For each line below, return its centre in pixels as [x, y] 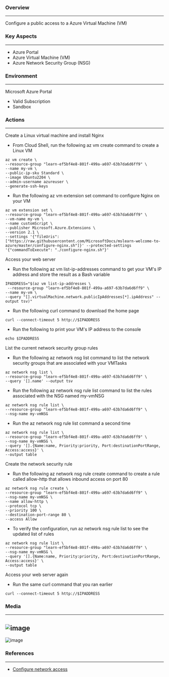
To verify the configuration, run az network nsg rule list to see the [80, 529]
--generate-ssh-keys [27, 186]
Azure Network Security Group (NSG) [51, 63]
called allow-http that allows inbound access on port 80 [70, 479]
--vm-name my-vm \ [24, 219]
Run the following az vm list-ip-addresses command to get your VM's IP [87, 269]
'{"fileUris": [45, 237]
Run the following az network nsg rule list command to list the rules [82, 390]
